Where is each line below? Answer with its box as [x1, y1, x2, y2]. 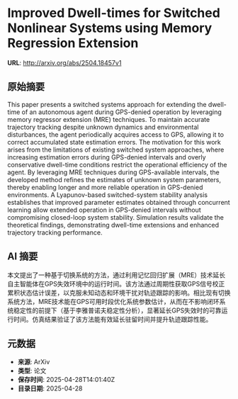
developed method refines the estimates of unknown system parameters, [7, 175, 222, 184]
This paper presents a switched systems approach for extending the [7, 100, 207, 108]
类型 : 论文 [17, 366, 47, 375]
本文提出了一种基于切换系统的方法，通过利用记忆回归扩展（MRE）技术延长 [7, 271, 226, 279]
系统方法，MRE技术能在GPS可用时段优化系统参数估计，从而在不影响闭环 [7, 297, 220, 305]
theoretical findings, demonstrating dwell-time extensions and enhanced [7, 220, 220, 229]
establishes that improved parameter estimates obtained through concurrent [7, 198, 230, 206]
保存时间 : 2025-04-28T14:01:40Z [17, 376, 115, 384]
